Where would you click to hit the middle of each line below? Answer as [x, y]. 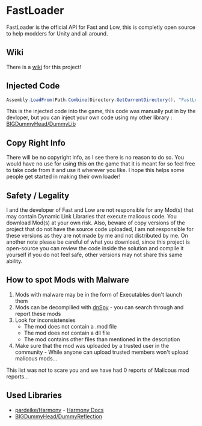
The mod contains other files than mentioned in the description [102, 339]
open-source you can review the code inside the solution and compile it [95, 248]
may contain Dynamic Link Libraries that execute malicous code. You [92, 217]
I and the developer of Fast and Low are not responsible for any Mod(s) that [100, 210]
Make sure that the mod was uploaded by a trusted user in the [92, 345]
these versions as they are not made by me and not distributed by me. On [97, 236]
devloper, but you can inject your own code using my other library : [89, 117]
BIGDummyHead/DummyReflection [58, 416]
